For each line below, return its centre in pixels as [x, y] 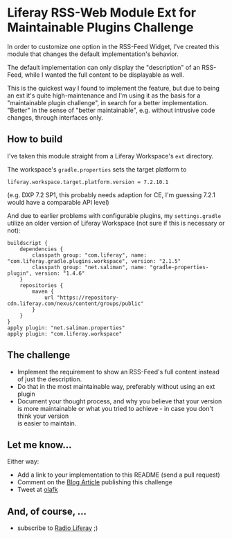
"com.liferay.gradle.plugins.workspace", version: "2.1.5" [94, 261]
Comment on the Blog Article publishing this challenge [95, 482]
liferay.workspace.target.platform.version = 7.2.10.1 [88, 182]
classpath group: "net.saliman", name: [90, 267]
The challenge [39, 355]
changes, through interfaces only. [55, 117]
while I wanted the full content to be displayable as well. [105, 75]
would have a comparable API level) [58, 202]
